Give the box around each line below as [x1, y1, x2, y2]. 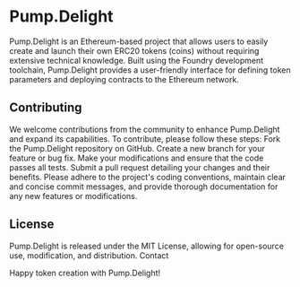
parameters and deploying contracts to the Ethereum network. [9, 74, 239, 84]
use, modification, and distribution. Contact [9, 249, 169, 261]
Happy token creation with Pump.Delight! [9, 267, 161, 278]
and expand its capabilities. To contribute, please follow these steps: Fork [9, 133, 281, 144]
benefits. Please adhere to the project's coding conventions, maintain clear [9, 171, 287, 182]
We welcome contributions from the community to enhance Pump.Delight [9, 124, 280, 135]
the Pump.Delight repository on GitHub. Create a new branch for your [9, 143, 266, 153]
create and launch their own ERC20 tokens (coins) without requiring [9, 45, 260, 56]
